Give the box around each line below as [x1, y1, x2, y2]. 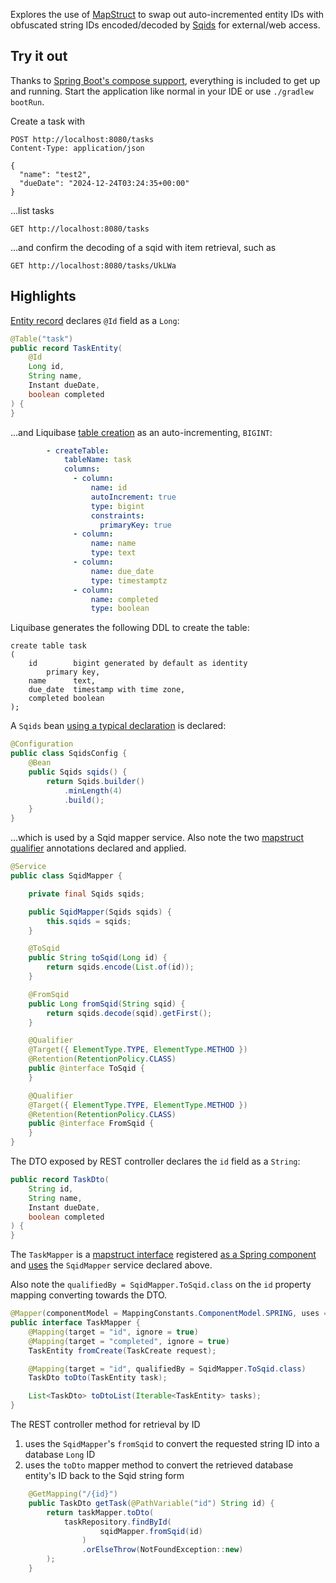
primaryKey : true [99, 520, 172, 530]
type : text [90, 548, 137, 558]
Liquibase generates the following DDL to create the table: [10, 622, 250, 634]
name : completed [90, 594, 159, 604]
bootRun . [10, 95, 45, 108]
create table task [10, 641, 87, 651]
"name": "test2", [19, 169, 92, 179]
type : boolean [90, 604, 150, 614]
